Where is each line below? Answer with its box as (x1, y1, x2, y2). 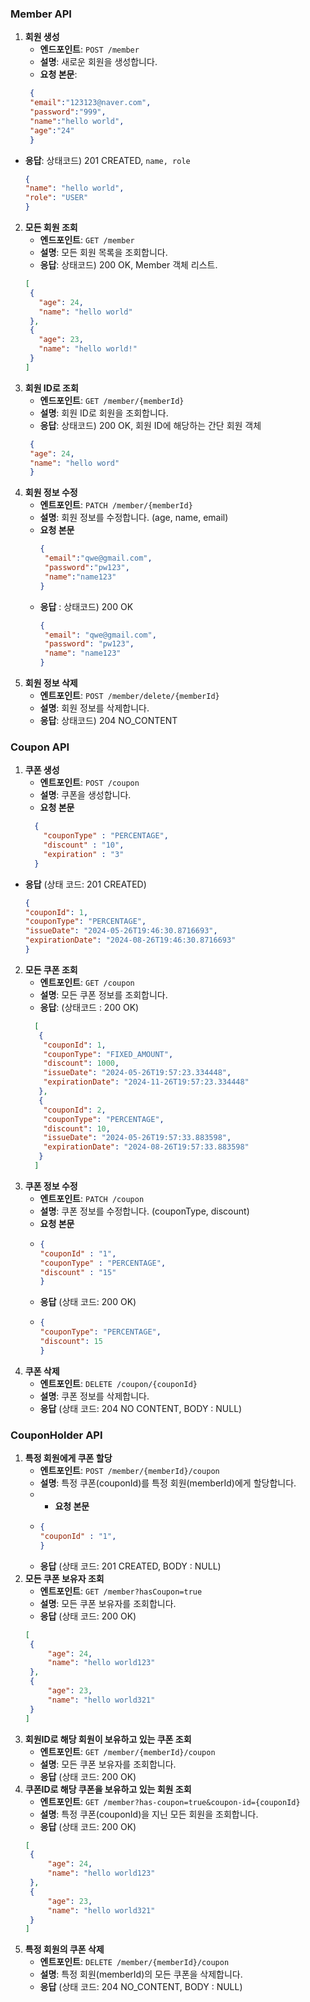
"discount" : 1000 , (43, 1058, 120, 1069)
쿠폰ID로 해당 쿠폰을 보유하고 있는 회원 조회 (24, 1783, 192, 1795)
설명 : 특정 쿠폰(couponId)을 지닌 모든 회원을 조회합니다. (39, 1808, 259, 1820)
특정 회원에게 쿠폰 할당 (24, 1452, 113, 1464)
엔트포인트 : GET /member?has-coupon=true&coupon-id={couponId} (39, 1795, 301, 1807)
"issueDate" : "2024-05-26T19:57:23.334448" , (43, 1068, 232, 1078)
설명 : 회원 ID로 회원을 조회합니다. (39, 407, 169, 419)
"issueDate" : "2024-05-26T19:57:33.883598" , (43, 1133, 232, 1143)
